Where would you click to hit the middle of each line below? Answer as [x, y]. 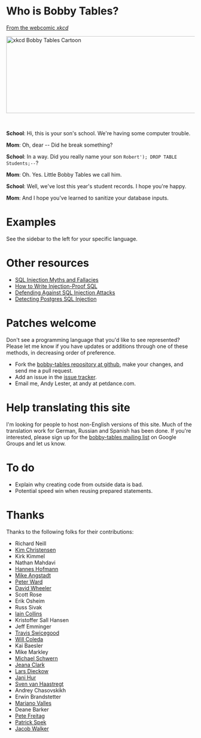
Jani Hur [25, 677]
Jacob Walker [32, 728]
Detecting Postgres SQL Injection [56, 299]
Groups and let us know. [36, 444]
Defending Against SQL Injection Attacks [65, 292]
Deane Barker [32, 709]
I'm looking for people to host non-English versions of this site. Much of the [99, 424]
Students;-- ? [22, 163]
